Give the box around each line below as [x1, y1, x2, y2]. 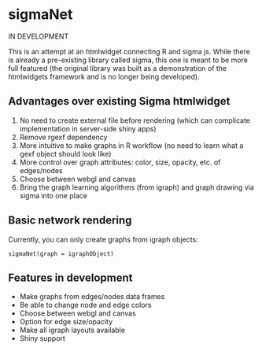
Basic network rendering [8, 214, 132, 227]
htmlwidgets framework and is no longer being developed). [8, 72, 200, 81]
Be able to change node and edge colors [19, 301, 152, 310]
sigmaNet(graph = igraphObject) [8, 249, 114, 257]
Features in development [8, 271, 133, 284]
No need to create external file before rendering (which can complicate [19, 116, 250, 125]
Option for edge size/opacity [19, 317, 113, 327]
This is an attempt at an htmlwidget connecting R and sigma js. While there [8, 46, 250, 56]
